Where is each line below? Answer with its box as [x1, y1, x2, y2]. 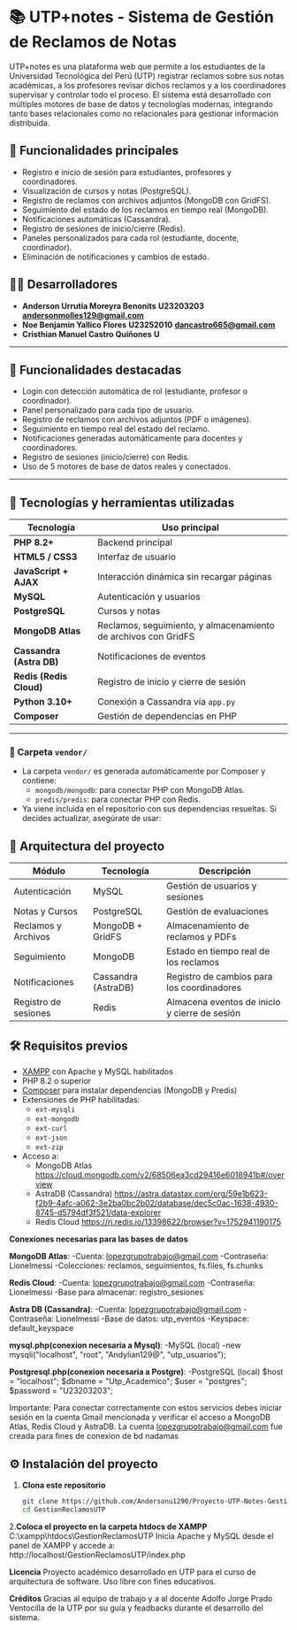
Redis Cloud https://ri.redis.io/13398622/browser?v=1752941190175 [34, 1217, 281, 1227]
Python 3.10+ [13, 696, 72, 708]
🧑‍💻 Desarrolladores [9, 277, 118, 292]
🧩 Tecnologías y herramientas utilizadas [9, 495, 235, 510]
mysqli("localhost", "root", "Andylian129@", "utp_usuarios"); [9, 1349, 227, 1360]
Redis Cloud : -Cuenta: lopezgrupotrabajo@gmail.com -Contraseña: [9, 1278, 255, 1288]
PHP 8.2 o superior [21, 1076, 92, 1087]
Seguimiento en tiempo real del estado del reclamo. [21, 424, 210, 434]
